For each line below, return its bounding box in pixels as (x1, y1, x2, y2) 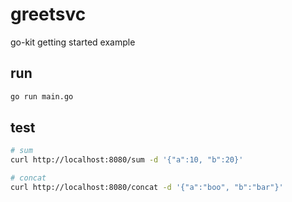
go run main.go (10, 91, 74, 102)
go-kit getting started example (10, 36, 136, 48)
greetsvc (10, 3, 87, 26)
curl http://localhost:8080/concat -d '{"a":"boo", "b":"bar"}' (10, 183, 284, 193)
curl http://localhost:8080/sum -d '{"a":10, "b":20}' (10, 155, 244, 165)
